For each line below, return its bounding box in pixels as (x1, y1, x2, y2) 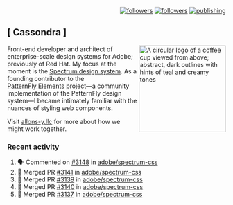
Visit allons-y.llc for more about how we (7, 117, 121, 125)
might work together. (7, 125, 67, 133)
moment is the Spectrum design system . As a (7, 66, 137, 75)
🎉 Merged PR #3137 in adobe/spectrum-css (17, 190, 143, 199)
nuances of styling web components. (7, 104, 113, 112)
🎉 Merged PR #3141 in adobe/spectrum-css (17, 168, 142, 177)
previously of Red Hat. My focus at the (7, 60, 117, 68)
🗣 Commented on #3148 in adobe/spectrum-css (17, 158, 158, 166)
